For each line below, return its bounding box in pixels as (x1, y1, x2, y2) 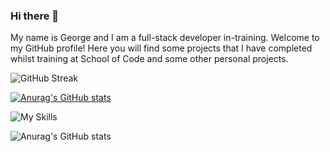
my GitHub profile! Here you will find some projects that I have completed (10, 42, 313, 54)
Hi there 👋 (10, 9, 60, 23)
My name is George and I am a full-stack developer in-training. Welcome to (10, 32, 320, 44)
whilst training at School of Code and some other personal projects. (10, 53, 289, 65)
